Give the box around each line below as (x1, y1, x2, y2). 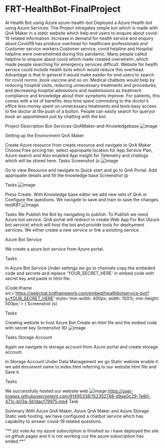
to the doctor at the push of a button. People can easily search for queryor (5, 108, 156, 114)
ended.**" (5, 438, 26, 444)
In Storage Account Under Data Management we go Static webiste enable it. (5, 358, 160, 364)
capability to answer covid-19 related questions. (5, 418, 102, 424)
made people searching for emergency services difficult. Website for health (5, 61, 158, 67)
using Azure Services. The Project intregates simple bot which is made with (5, 25, 158, 30)
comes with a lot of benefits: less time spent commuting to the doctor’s (5, 98, 149, 104)
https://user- (108, 388, 134, 394)
